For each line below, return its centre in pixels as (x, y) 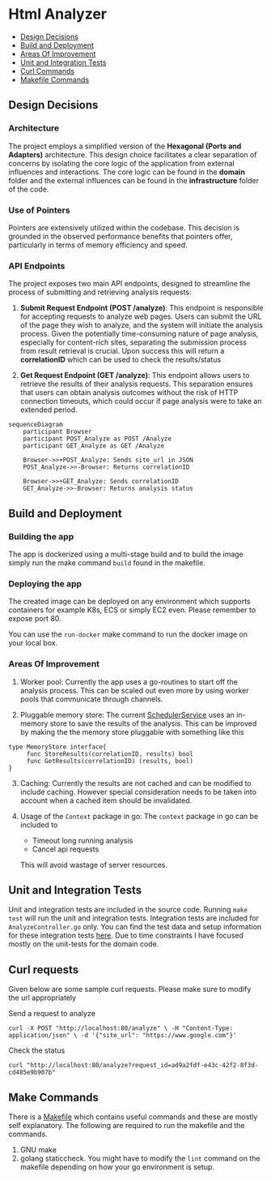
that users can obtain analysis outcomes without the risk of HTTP (129, 393)
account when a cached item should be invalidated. (106, 800)
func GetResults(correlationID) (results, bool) (110, 761)
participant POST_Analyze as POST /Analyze (97, 439)
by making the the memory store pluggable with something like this (132, 732)
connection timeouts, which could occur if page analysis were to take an (141, 401)
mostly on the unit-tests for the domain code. (84, 944)
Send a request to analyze (52, 1014)
